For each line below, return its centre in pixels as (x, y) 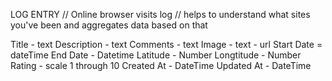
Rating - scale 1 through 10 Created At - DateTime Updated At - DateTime (161, 65)
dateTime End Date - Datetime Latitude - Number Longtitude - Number (156, 55)
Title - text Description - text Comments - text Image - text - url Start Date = (166, 44)
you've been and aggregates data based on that (109, 25)
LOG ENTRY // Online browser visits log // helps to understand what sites (160, 14)
